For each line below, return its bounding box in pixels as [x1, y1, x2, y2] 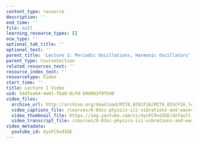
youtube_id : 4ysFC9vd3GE [11, 129, 72, 135]
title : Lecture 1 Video [6, 85, 65, 91]
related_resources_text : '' [6, 63, 75, 69]
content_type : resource [6, 8, 65, 15]
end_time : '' [6, 19, 38, 25]
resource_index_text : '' [6, 69, 67, 75]
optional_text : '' [6, 47, 51, 53]
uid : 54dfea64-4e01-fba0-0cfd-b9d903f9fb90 [6, 91, 115, 96]
